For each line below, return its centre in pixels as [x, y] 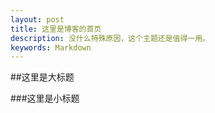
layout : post [37, 19]
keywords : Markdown [51, 47]
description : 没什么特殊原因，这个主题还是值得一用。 [110, 38]
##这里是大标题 [42, 77]
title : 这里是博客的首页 [56, 29]
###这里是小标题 [45, 98]
